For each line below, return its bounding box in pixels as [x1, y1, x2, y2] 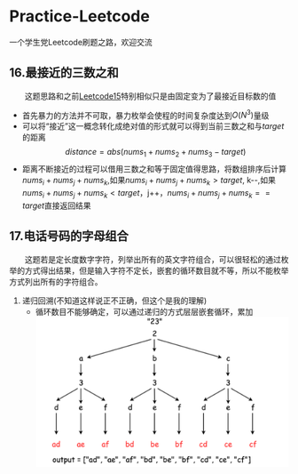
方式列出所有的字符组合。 [9, 276, 103, 286]
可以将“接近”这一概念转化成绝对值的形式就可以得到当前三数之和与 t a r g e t [21, 121, 285, 132]
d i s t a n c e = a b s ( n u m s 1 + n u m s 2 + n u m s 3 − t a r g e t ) [65, 147, 247, 159]
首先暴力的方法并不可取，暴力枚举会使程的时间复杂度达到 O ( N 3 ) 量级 [21, 108, 270, 121]
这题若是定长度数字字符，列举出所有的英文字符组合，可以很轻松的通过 [25, 253, 281, 264]
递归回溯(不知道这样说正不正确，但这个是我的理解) [21, 295, 208, 306]
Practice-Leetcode [9, 6, 151, 27]
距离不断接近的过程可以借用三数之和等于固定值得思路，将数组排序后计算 [21, 164, 286, 174]
